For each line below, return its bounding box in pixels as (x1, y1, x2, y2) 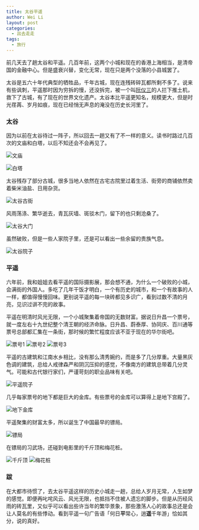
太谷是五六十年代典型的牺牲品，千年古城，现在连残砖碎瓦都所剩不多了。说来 (6, 78, 193, 86)
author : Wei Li (6, 14, 44, 20)
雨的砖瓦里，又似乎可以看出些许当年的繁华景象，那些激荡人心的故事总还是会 (6, 502, 193, 509)
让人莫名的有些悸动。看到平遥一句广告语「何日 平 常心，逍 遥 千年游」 (6, 510, 172, 517)
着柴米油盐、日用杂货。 (6, 185, 63, 192)
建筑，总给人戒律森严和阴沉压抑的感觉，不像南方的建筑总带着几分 (21, 361, 182, 368)
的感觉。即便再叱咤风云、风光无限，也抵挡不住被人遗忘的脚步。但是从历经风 (6, 495, 193, 502)
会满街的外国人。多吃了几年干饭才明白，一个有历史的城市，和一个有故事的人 (6, 286, 193, 293)
